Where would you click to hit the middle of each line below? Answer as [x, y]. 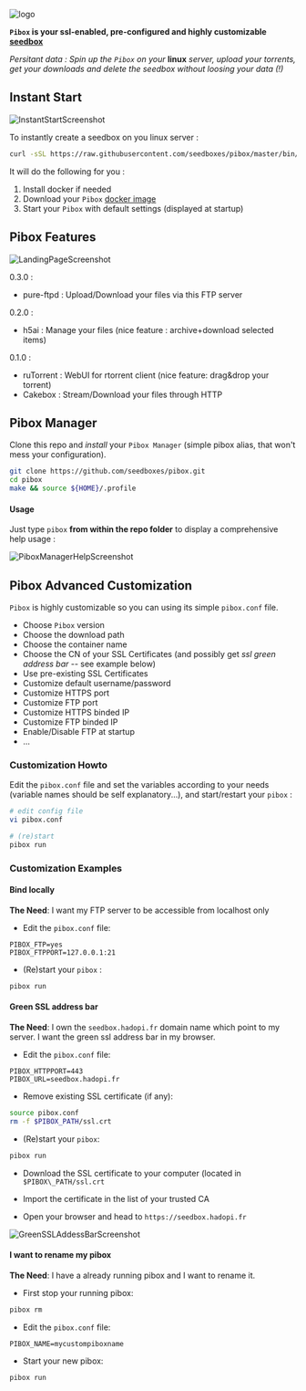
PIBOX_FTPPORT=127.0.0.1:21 [63, 952]
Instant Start [46, 97]
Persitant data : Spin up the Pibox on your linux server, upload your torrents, [153, 59]
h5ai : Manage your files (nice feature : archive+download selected [148, 329]
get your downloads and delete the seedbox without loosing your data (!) [147, 69]
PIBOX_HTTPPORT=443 [46, 1071]
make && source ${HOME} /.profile [73, 488]
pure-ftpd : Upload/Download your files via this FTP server [133, 294]
